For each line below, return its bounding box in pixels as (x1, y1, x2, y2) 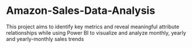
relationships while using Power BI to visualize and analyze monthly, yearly (6, 29, 186, 36)
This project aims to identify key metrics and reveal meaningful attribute (6, 23, 180, 30)
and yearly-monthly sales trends (6, 35, 84, 42)
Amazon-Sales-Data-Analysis (6, 4, 156, 17)
